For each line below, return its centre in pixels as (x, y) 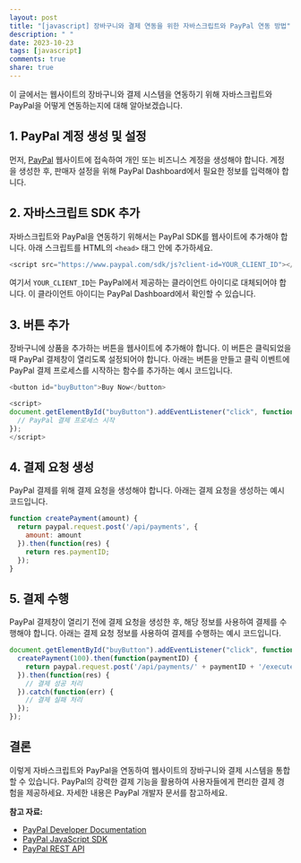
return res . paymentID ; (68, 552)
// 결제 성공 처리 (54, 683)
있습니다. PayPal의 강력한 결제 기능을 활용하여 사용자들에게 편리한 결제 (152, 781)
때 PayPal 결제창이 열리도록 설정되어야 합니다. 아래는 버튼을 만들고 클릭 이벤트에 (150, 359)
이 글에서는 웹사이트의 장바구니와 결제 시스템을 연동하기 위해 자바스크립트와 (141, 94)
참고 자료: (26, 811)
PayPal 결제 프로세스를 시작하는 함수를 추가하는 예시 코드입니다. (121, 371)
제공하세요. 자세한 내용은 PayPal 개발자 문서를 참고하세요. (127, 792)
